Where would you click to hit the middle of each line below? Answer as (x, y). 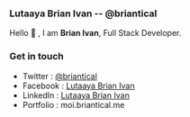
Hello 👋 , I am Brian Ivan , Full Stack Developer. (95, 33)
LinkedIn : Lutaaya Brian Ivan (76, 95)
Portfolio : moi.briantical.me (73, 104)
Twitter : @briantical (59, 76)
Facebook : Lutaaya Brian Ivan (78, 85)
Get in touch (37, 57)
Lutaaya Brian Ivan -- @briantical (83, 13)
